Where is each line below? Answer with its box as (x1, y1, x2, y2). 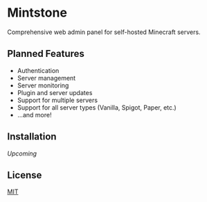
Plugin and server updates (17, 88, 93, 96)
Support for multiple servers (17, 96, 98, 104)
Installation (7, 131, 57, 143)
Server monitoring (17, 81, 69, 90)
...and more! (17, 110, 52, 119)
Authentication (17, 66, 60, 74)
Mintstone (7, 5, 68, 21)
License (7, 169, 42, 181)
